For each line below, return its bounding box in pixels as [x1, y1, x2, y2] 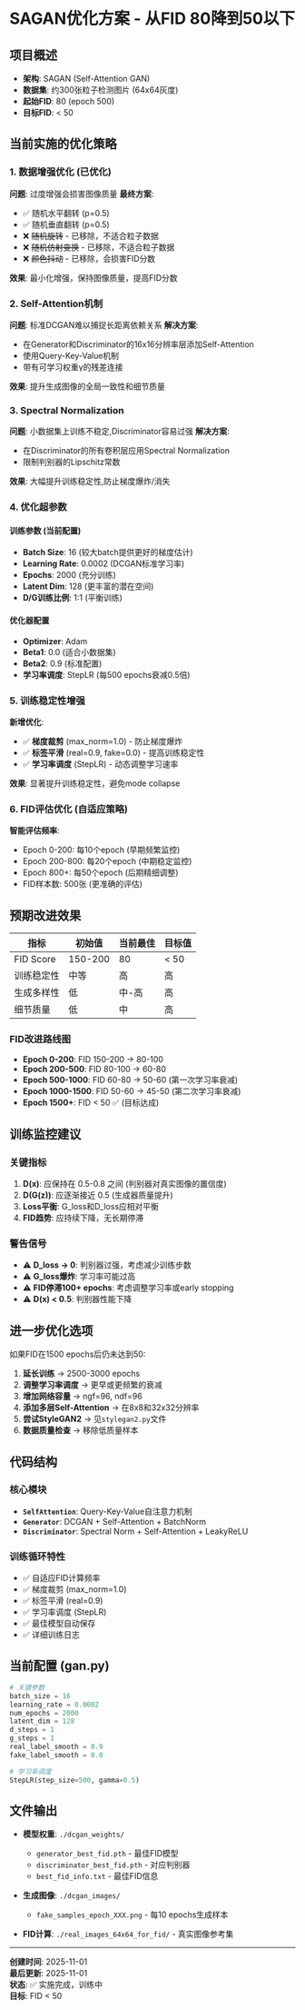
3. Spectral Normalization [9, 403, 124, 416]
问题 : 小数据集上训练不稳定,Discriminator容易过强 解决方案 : [9, 426, 230, 437]
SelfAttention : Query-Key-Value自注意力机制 [22, 1506, 192, 1517]
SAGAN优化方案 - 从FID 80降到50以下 [9, 8, 295, 29]
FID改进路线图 [9, 1032, 71, 1045]
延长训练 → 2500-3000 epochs [22, 1368, 141, 1379]
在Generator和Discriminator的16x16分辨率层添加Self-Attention [22, 338, 254, 350]
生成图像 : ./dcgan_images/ [22, 1890, 121, 1901]
